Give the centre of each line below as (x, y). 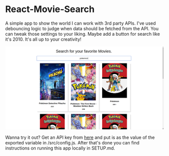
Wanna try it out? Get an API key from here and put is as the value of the (80, 137)
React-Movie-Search (50, 9)
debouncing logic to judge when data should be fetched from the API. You (82, 28)
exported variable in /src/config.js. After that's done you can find (72, 143)
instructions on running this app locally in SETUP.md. (60, 148)
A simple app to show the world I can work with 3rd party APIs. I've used (80, 23)
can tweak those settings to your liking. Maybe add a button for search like (82, 34)
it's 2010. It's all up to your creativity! (43, 39)
